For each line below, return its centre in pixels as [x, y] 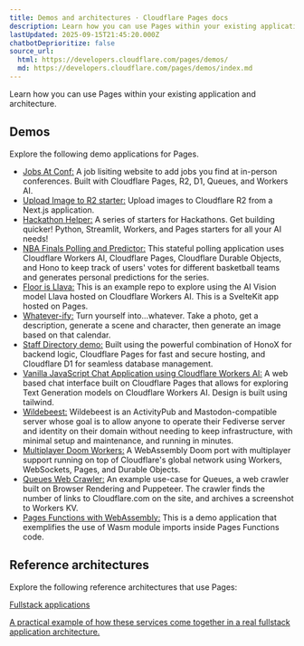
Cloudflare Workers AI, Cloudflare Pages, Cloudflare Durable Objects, [152, 258]
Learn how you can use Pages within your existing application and [133, 94]
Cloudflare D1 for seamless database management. [118, 364]
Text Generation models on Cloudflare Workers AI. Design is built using [155, 392]
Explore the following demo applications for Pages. [104, 154]
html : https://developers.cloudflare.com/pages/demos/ [123, 60]
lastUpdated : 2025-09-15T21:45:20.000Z [85, 34]
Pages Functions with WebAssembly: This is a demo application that [150, 518]
